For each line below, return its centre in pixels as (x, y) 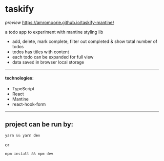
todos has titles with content (41, 52)
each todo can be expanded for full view (53, 57)
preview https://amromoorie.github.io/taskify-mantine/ (60, 22)
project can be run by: (39, 124)
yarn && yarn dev (23, 135)
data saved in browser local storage (48, 62)
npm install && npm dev (29, 154)
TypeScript (23, 89)
